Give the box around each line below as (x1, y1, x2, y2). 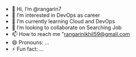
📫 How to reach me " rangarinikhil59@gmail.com (11, 31, 130, 37)
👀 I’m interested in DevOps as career (11, 12, 101, 19)
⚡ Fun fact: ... (11, 45, 44, 52)
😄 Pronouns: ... (11, 39, 50, 46)
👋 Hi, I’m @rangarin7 (11, 6, 62, 12)
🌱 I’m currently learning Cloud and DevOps (11, 18, 115, 24)
